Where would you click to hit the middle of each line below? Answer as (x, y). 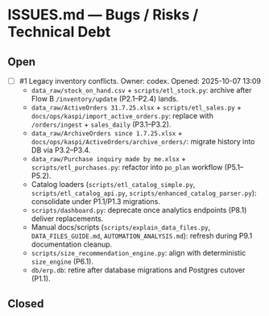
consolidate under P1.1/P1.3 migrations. (95, 202)
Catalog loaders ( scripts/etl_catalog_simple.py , (113, 185)
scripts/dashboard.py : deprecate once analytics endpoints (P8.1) (139, 210)
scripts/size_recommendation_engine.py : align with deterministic (139, 253)
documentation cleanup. (72, 244)
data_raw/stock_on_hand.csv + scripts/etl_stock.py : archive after (141, 90)
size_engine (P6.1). (62, 262)
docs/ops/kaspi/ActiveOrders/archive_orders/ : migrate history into (143, 142)
